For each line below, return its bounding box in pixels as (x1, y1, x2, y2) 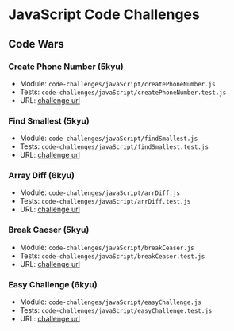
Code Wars (8, 37, 65, 51)
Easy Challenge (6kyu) (8, 279, 98, 290)
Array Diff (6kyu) (8, 170, 75, 181)
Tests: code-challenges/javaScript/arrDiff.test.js (19, 196, 191, 206)
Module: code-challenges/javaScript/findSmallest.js (19, 133, 198, 143)
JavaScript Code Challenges (8, 6, 200, 24)
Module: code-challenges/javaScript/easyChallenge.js (19, 297, 202, 306)
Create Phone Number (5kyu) (8, 61, 125, 72)
